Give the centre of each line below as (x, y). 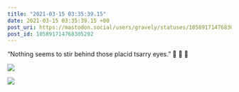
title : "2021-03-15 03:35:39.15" (57, 14)
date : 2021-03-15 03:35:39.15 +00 (59, 21)
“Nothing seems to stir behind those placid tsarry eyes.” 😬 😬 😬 (98, 54)
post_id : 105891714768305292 (51, 34)
